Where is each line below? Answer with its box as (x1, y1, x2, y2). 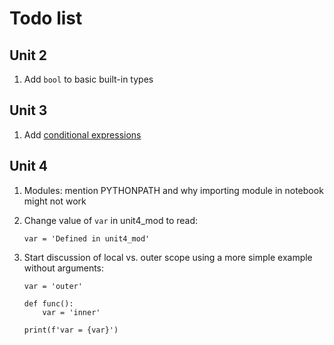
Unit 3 (9, 102, 48, 119)
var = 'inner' (42, 307, 101, 317)
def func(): (23, 298, 74, 309)
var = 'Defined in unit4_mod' (23, 233, 151, 244)
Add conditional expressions (23, 128, 142, 141)
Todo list (9, 7, 83, 30)
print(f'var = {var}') (23, 325, 119, 335)
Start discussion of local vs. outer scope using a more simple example (23, 251, 313, 263)
